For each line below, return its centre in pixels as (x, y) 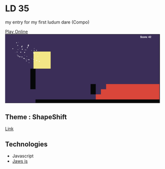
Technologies (27, 144)
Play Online (16, 31)
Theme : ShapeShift (36, 117)
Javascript (23, 156)
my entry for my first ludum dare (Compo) (47, 22)
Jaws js (20, 161)
